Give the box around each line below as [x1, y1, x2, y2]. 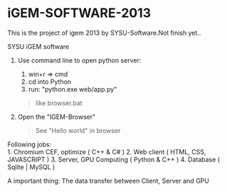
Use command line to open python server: [17, 55, 142, 65]
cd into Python [28, 77, 72, 86]
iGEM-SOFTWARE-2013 [7, 5, 152, 21]
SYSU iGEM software [7, 42, 70, 50]
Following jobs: [7, 140, 52, 149]
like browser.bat [35, 98, 83, 107]
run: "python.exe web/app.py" [28, 85, 117, 93]
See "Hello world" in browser [35, 126, 121, 134]
